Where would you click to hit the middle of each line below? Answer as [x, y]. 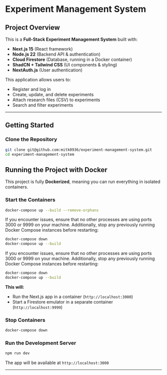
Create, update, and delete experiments [53, 94]
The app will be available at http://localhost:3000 [57, 363]
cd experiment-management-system [40, 154]
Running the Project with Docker [56, 170]
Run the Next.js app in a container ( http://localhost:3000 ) [73, 297]
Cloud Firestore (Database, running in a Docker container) [72, 60]
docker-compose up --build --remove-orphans [52, 210]
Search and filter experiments [43, 105]
